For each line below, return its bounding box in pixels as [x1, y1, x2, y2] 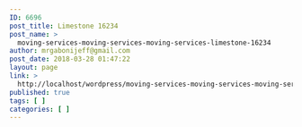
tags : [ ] [9, 96, 47, 106]
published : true [9, 88, 70, 97]
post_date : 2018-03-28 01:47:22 [9, 55, 130, 63]
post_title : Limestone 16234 [9, 21, 119, 30]
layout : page [9, 63, 58, 72]
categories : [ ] [9, 105, 70, 114]
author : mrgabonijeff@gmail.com [9, 47, 130, 55]
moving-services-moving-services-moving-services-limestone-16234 [17, 38, 271, 47]
